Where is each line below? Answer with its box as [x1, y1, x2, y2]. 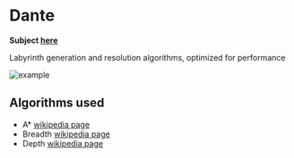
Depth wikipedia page [22, 137, 104, 148]
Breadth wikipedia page [22, 129, 110, 139]
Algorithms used [9, 96, 105, 111]
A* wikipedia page [22, 119, 91, 129]
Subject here [9, 35, 58, 46]
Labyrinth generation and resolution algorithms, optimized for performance [9, 52, 286, 62]
